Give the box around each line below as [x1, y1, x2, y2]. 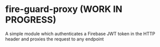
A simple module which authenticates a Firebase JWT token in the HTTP [5, 30, 155, 36]
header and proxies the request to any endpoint [5, 36, 104, 42]
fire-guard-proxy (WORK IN [5, 3, 122, 15]
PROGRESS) [5, 14, 56, 25]
